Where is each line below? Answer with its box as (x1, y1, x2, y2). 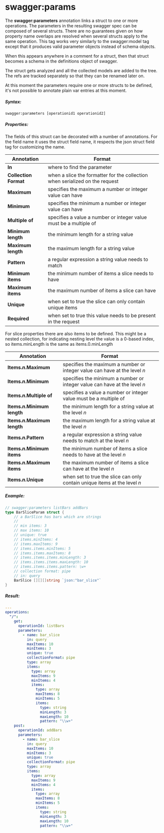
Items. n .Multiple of (7, 392, 53, 399)
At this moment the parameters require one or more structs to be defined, (5, 82, 153, 88)
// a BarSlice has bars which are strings (14, 514, 102, 519)
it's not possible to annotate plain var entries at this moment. (5, 87, 127, 93)
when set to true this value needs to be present (48, 312, 156, 319)
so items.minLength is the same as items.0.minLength (5, 341, 113, 347)
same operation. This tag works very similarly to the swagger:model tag (5, 38, 150, 44)
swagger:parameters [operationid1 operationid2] (5, 111, 106, 116)
